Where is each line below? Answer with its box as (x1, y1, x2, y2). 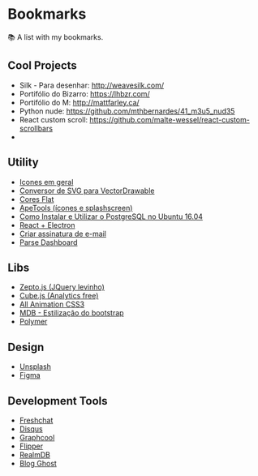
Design (7, 340, 45, 354)
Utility (7, 156, 39, 169)
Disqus (19, 424, 43, 434)
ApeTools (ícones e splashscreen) (19, 203, 133, 212)
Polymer (19, 317, 48, 327)
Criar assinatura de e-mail (19, 229, 107, 238)
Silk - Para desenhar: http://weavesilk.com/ (19, 80, 165, 90)
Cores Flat (19, 194, 54, 204)
